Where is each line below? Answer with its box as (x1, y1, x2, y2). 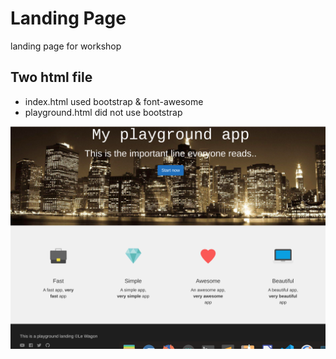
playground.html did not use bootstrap (24, 106, 183, 118)
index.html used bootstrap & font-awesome (24, 95, 204, 107)
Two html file (10, 69, 93, 86)
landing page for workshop (10, 40, 122, 52)
